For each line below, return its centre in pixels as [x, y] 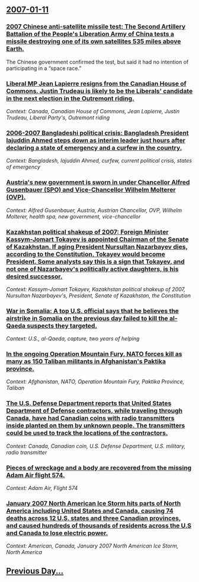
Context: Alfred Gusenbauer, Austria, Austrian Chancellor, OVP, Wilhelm [94, 210]
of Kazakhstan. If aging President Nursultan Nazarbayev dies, [97, 247]
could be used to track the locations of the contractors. [87, 433]
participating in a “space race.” [44, 68]
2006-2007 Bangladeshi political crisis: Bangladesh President [97, 133]
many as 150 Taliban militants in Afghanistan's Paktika [86, 361]
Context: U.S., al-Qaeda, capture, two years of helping [73, 339]
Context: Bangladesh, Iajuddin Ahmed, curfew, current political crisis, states [99, 161]
